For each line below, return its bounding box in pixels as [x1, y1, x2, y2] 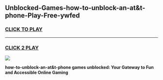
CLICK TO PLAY [5, 26, 43, 33]
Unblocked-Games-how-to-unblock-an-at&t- [5, 4, 146, 12]
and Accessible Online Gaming [5, 69, 68, 75]
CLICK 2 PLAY [5, 44, 39, 51]
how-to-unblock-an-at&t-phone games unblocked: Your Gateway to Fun [5, 64, 154, 70]
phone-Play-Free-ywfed [5, 12, 80, 20]
